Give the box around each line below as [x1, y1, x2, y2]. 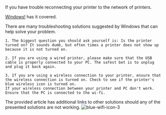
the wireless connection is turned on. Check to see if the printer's [5, 77, 155, 82]
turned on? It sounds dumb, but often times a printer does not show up [5, 43, 159, 48]
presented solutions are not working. [5, 104, 81, 110]
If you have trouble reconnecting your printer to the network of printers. [5, 4, 152, 10]
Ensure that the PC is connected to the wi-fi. [5, 90, 106, 95]
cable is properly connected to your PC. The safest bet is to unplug [5, 60, 155, 65]
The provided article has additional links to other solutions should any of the [5, 99, 161, 105]
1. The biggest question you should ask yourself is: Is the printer [5, 38, 153, 43]
